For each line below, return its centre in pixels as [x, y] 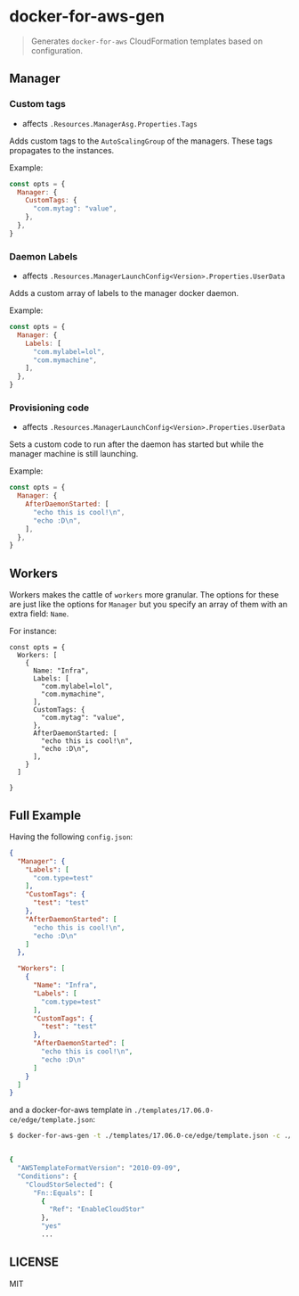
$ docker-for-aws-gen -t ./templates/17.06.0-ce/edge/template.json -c [145, 1136]
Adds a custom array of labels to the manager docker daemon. [124, 293]
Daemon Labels [44, 256]
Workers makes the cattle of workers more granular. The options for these [144, 595]
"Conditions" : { [47, 1176]
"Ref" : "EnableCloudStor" [97, 1209]
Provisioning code [49, 408]
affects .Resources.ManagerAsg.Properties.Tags [109, 123]
